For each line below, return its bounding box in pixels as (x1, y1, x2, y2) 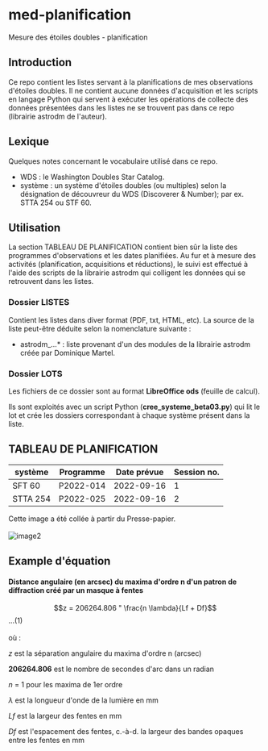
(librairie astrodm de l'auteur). (8, 111, 107, 121)
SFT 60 (12, 480, 41, 491)
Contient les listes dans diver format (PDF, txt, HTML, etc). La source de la (8, 315, 255, 324)
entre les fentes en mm (8, 736, 85, 745)
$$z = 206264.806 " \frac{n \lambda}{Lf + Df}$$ (53, 603, 217, 613)
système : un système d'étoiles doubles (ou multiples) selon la (19, 180, 227, 190)
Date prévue (115, 466, 164, 478)
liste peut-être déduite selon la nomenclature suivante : (8, 323, 192, 333)
